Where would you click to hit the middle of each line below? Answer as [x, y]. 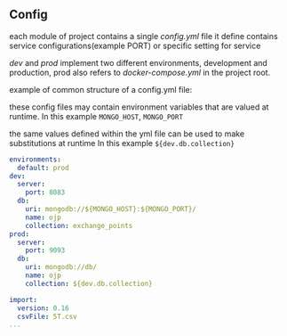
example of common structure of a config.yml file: [101, 89]
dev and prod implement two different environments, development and [139, 62]
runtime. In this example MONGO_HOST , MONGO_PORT [96, 116]
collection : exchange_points [79, 225]
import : [24, 299]
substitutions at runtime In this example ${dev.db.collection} [122, 143]
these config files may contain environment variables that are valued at [139, 107]
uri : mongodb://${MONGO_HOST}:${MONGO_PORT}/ [111, 209]
